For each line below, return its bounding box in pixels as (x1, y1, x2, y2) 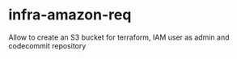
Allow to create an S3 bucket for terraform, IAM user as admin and (8, 32, 230, 42)
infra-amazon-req (8, 6, 132, 24)
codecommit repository (8, 40, 87, 50)
